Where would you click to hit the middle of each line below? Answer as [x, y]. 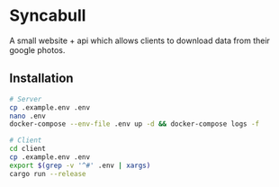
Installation [41, 79]
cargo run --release [48, 174]
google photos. [37, 49]
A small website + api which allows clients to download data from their [139, 40]
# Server [26, 99]
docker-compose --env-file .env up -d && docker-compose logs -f [134, 124]
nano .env [28, 116]
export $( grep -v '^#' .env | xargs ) [80, 165]
